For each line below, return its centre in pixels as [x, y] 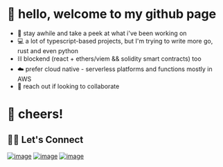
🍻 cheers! [35, 114]
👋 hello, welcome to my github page [112, 14]
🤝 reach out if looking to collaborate [68, 86]
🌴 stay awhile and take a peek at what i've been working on [102, 33]
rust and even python [47, 50]
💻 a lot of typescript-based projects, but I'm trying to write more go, [115, 41]
